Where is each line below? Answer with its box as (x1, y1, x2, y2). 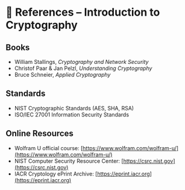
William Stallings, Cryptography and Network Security (14, 59, 149, 65)
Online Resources (5, 128, 74, 139)
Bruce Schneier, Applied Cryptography (14, 71, 111, 78)
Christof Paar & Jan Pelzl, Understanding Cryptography (14, 65, 152, 72)
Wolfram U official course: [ (14, 144, 83, 151)
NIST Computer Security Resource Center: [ (14, 157, 124, 165)
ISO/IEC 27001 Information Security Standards (14, 111, 130, 118)
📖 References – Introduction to (5, 5, 160, 19)
